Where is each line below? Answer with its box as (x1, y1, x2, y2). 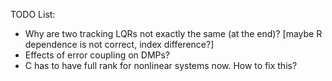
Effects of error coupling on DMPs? (24, 49, 171, 61)
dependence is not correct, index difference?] (24, 39, 215, 50)
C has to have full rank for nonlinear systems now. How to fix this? (24, 60, 298, 71)
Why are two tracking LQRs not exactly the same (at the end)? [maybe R (24, 28, 323, 39)
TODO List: (10, 9, 56, 20)
